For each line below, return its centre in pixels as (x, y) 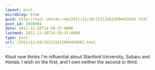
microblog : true (22, 14)
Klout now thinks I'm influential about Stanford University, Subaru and (77, 56)
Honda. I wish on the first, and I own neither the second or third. (72, 62)
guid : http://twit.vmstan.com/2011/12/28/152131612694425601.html (76, 19)
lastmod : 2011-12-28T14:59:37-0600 (43, 33)
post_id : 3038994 (23, 24)
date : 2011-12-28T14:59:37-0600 (39, 28)
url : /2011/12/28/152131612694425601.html (50, 42)
